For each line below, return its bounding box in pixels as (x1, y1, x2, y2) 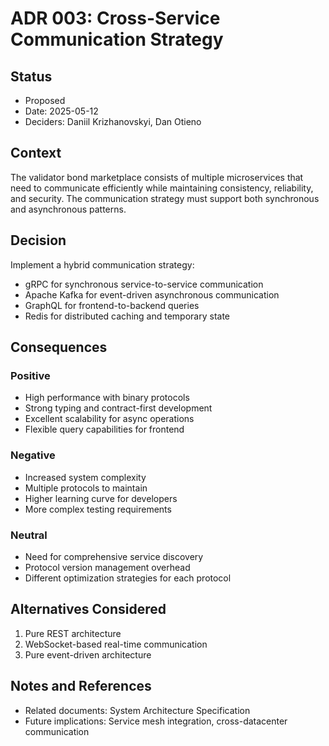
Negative (10, 448, 56, 462)
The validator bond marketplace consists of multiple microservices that (10, 171, 304, 183)
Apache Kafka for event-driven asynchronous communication (24, 288, 280, 301)
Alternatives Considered (10, 601, 167, 618)
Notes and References (10, 678, 152, 695)
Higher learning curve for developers (24, 492, 178, 504)
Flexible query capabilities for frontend (24, 423, 185, 436)
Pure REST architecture (24, 627, 122, 639)
